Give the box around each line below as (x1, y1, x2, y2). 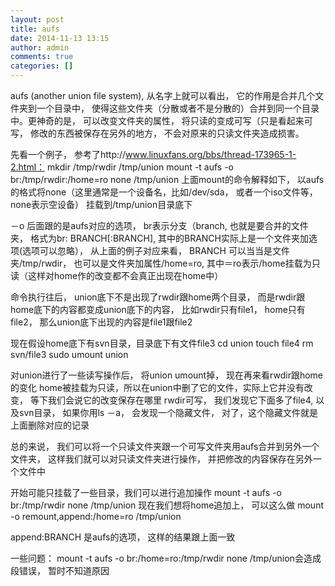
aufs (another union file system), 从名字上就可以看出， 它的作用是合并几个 (10, 90, 316, 101)
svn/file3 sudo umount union (10, 349, 129, 360)
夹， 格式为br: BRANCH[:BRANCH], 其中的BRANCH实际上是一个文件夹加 (10, 232, 309, 244)
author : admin (10, 42, 70, 53)
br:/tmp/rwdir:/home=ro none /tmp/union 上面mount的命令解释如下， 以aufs (10, 174, 325, 185)
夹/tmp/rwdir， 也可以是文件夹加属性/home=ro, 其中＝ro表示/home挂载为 (10, 257, 312, 269)
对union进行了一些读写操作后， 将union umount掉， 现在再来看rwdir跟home (10, 369, 324, 381)
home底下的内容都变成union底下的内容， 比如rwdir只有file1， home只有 (10, 304, 306, 315)
